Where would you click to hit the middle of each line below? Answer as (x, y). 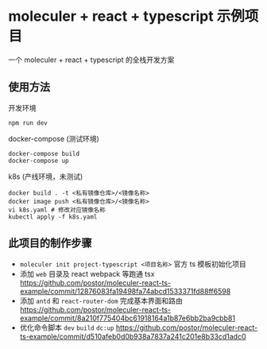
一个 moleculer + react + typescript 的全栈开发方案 (91, 60)
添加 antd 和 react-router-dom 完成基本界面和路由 (101, 301)
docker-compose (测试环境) (54, 138)
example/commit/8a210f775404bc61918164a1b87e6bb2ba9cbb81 (128, 318)
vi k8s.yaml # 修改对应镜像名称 (57, 210)
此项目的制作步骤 (50, 243)
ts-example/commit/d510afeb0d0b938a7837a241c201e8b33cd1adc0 (133, 336)
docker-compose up (39, 161)
